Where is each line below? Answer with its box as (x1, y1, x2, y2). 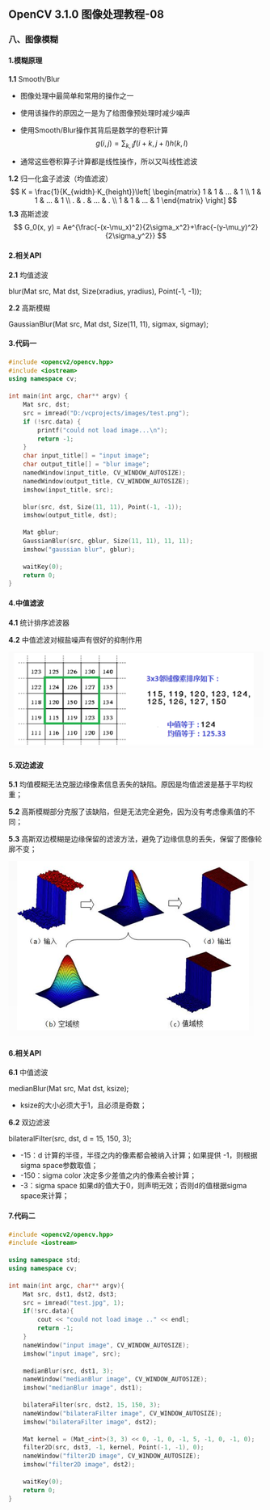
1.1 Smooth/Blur (8, 74, 61, 83)
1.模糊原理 (8, 55, 43, 65)
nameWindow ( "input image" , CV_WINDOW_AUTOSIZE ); (23, 1341, 190, 1349)
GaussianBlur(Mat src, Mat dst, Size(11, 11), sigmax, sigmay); (8, 318, 209, 329)
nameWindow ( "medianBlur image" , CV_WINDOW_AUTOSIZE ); (23, 1375, 208, 1384)
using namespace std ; (8, 1256, 82, 1264)
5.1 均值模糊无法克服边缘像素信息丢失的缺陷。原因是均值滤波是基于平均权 (8, 779, 253, 790)
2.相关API (8, 250, 42, 260)
